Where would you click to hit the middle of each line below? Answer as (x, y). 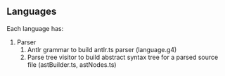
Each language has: (35, 28)
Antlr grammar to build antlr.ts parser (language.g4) (102, 49)
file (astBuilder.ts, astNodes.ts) (72, 64)
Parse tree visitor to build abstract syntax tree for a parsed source (123, 57)
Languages (32, 12)
